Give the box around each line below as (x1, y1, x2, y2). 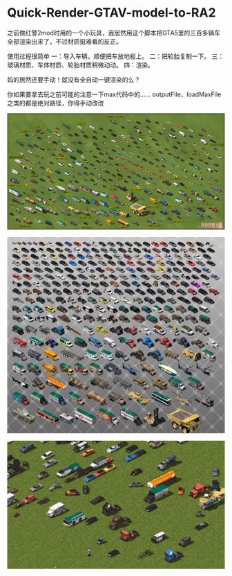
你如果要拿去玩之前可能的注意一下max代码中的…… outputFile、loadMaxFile (7, 90, 222, 98)
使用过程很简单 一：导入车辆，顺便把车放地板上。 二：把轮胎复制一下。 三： (7, 52, 224, 60)
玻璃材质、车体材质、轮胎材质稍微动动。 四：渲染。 (7, 60, 154, 69)
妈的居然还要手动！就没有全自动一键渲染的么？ (7, 75, 140, 84)
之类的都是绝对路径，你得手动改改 (7, 98, 104, 107)
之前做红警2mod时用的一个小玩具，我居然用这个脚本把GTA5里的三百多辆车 (7, 28, 221, 37)
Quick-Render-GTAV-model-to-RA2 (7, 5, 216, 21)
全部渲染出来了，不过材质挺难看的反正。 (7, 37, 122, 46)
